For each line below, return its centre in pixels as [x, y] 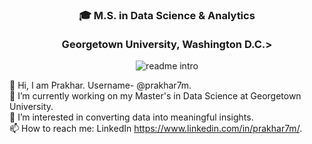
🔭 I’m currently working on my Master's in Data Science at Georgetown [155, 96]
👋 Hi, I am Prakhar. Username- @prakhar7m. [100, 85]
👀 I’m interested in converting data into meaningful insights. [131, 117]
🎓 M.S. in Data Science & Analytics [167, 15]
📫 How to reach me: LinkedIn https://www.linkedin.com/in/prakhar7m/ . [156, 129]
